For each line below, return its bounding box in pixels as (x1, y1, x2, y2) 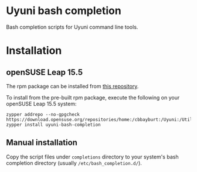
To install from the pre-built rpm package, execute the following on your (6, 94, 180, 101)
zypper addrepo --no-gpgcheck (6, 111, 80, 118)
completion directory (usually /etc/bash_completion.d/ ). (6, 159, 142, 166)
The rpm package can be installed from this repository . (6, 82, 139, 90)
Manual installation (6, 137, 78, 147)
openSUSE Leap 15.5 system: (6, 100, 77, 107)
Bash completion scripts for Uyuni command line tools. (6, 23, 138, 30)
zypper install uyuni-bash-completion (6, 122, 101, 128)
